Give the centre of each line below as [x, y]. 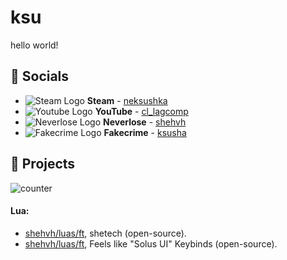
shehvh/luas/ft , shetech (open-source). [105, 233]
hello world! [34, 45]
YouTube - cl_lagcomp [141, 111]
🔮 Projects [43, 164]
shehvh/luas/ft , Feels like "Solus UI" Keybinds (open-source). [151, 243]
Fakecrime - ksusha [145, 132]
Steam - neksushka [127, 100]
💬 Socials [40, 76]
